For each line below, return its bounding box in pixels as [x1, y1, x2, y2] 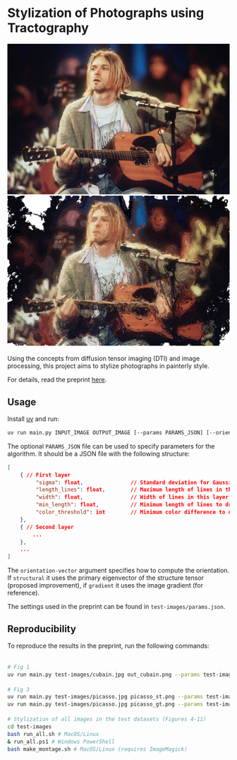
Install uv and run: [7, 415, 60, 423]
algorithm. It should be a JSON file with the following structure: [7, 449, 190, 458]
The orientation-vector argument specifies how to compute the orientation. [7, 566, 230, 575]
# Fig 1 [7, 663, 30, 670]
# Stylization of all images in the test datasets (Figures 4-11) [7, 716, 207, 723]
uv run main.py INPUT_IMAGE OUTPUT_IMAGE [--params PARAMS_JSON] [7, 429, 203, 436]
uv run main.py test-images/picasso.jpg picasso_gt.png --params [7, 701, 203, 708]
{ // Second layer [20, 523, 74, 530]
